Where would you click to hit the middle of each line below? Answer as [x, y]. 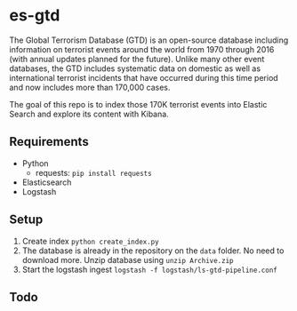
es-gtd [35, 16]
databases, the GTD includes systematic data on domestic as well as [135, 68]
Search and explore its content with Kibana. [89, 114]
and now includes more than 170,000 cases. [90, 87]
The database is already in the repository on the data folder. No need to [153, 251]
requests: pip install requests [94, 172]
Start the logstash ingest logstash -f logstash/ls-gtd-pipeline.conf [149, 269]
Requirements [49, 142]
